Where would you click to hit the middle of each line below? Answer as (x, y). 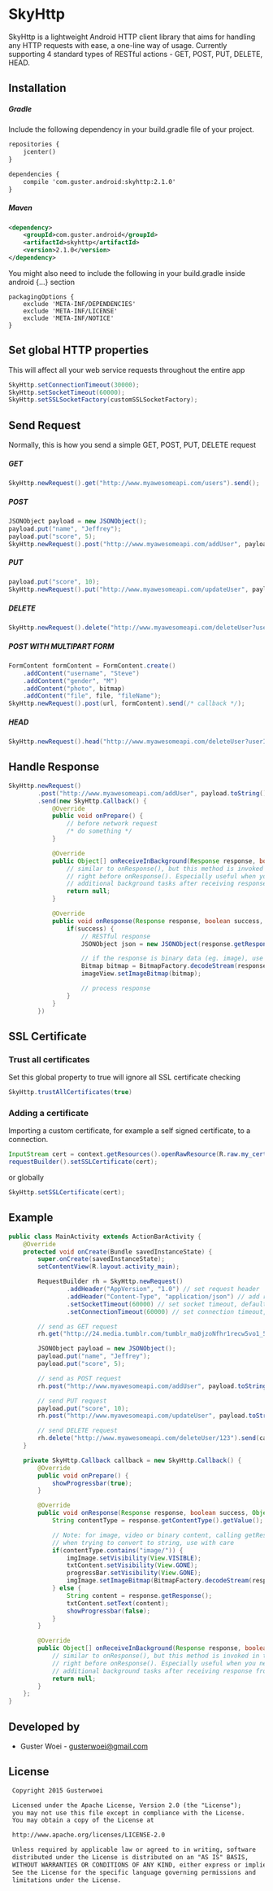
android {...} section (42, 282)
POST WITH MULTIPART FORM (61, 646)
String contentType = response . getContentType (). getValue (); (158, 1521)
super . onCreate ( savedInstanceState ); (101, 1259)
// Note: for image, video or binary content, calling (147, 1535)
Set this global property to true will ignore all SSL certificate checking (125, 1077)
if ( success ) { (90, 929)
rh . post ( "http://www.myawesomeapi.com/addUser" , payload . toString (152, 1386)
